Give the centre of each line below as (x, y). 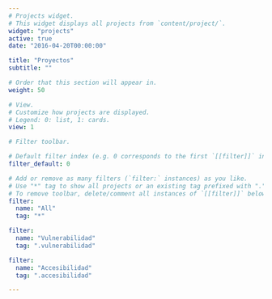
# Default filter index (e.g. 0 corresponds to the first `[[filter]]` (132, 157)
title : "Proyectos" (41, 61)
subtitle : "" (30, 68)
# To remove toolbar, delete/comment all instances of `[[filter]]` (126, 194)
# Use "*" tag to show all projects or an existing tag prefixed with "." (137, 186)
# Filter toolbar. (39, 142)
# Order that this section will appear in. (83, 82)
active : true (30, 38)
